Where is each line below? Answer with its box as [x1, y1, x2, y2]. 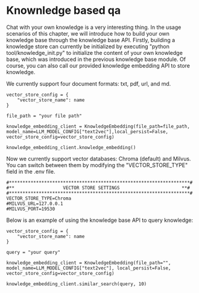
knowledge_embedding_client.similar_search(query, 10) [6, 281, 147, 287]
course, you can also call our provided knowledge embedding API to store [6, 61, 191, 69]
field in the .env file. [6, 168, 55, 175]
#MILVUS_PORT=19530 [6, 206, 55, 212]
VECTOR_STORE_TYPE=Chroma [6, 195, 71, 201]
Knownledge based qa [6, 4, 121, 17]
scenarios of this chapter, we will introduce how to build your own [6, 30, 170, 37]
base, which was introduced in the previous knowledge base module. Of [6, 55, 186, 63]
